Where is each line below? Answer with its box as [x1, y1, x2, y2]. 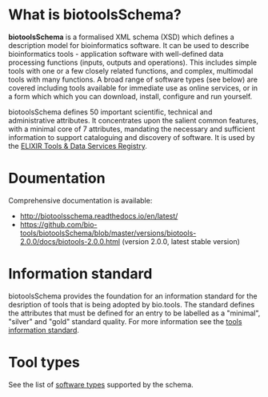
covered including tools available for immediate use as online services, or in [8, 82, 258, 93]
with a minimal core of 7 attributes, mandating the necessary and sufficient [8, 124, 255, 134]
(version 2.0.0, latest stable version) [122, 236, 240, 246]
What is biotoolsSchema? [8, 6, 182, 24]
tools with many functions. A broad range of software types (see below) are [8, 74, 258, 84]
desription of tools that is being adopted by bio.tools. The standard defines [8, 299, 255, 309]
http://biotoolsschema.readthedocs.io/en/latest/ [19, 211, 178, 221]
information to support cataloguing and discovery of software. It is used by [8, 132, 255, 142]
